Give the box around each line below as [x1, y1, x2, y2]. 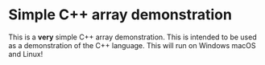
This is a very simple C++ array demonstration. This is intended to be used [8, 32, 257, 42]
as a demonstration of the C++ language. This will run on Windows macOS [8, 40, 256, 50]
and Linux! [8, 49, 43, 59]
